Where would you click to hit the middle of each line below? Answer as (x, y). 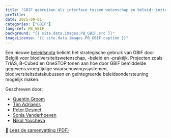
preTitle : (16, 15)
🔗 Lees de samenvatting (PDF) (37, 130)
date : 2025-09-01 (24, 19)
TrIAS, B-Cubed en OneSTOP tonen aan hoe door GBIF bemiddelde (76, 63)
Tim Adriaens (27, 104)
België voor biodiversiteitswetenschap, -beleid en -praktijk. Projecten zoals (84, 58)
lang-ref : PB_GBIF (25, 29)
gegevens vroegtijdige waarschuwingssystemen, (57, 68)
